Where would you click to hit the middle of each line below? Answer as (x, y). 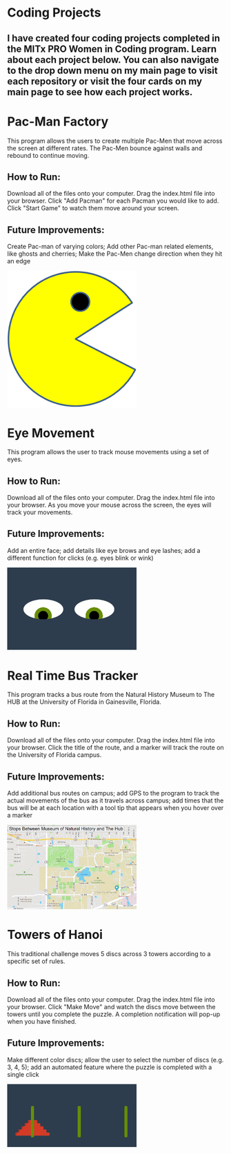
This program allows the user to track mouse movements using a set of (108, 452)
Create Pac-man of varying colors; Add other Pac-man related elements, (110, 247)
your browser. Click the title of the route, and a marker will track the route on (115, 748)
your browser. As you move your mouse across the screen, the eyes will (109, 505)
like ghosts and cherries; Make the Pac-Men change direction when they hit (115, 254)
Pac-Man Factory (58, 121)
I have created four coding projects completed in (114, 38)
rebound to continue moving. (48, 155)
